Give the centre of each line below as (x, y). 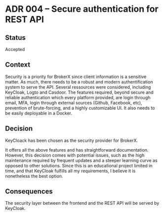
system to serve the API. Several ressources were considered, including (78, 87)
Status (16, 38)
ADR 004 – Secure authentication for (82, 9)
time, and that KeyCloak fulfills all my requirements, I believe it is (70, 171)
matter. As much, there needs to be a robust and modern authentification (79, 81)
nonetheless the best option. (34, 176)
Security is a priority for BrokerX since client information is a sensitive (76, 77)
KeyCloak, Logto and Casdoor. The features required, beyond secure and (79, 92)
